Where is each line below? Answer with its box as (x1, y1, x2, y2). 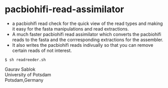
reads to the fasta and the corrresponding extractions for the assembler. (12, 37, 163, 43)
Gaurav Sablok (5, 66, 36, 72)
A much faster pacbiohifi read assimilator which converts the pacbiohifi (12, 31, 161, 37)
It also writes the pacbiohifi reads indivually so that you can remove (12, 42, 153, 48)
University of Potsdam (5, 71, 51, 77)
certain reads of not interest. (12, 47, 72, 53)
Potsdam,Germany (5, 77, 44, 83)
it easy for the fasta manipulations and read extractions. (12, 25, 129, 32)
